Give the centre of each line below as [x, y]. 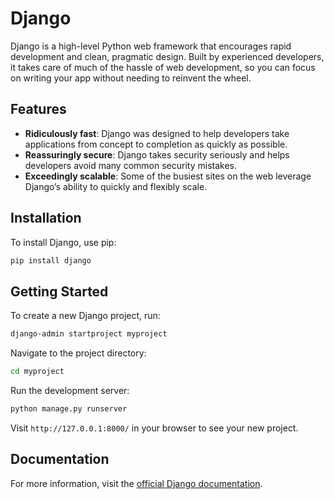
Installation [46, 218]
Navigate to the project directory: [78, 353]
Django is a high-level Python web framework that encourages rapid [151, 46]
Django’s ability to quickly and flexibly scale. [116, 186]
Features [38, 109]
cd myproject [37, 372]
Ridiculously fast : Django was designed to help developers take [157, 133]
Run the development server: [70, 390]
